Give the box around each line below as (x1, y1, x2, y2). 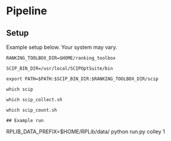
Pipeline (6, 4, 48, 18)
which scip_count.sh (6, 107, 58, 113)
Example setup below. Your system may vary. (6, 43, 117, 51)
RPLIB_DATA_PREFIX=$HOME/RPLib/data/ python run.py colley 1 (6, 128, 165, 135)
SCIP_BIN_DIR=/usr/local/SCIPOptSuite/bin (6, 65, 113, 71)
